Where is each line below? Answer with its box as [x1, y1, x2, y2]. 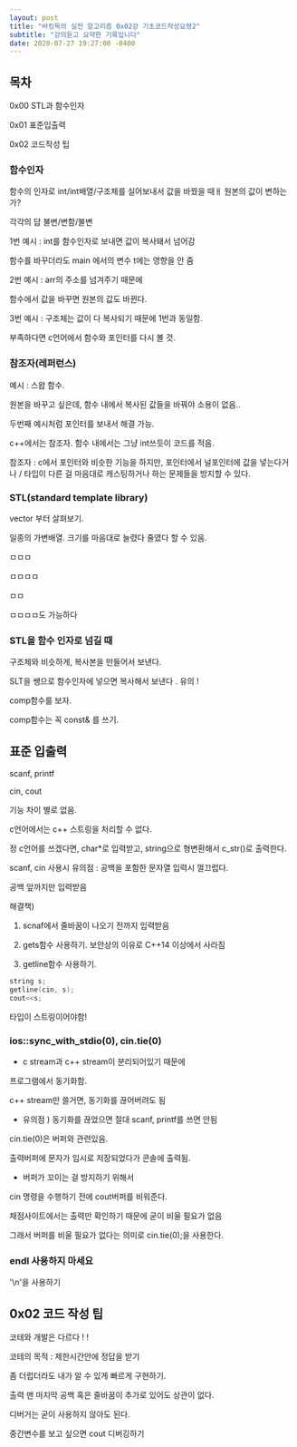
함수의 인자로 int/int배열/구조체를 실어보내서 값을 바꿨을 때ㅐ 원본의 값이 [9, 186, 263, 197]
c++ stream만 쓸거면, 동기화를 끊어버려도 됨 [9, 1094, 166, 1105]
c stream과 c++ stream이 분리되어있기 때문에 [22, 1056, 186, 1067]
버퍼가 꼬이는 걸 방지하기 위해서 [22, 1171, 134, 1182]
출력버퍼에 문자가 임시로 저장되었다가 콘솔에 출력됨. [9, 1152, 191, 1163]
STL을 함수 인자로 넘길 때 [9, 634, 113, 647]
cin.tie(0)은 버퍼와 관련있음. [9, 1133, 109, 1144]
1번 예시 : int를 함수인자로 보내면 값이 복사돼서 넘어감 [9, 236, 196, 247]
